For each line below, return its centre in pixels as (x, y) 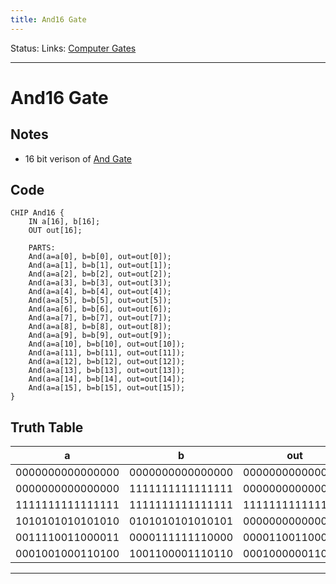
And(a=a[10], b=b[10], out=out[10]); (107, 344)
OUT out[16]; (55, 231)
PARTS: (42, 248)
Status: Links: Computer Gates (73, 48)
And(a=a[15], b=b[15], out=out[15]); (107, 388)
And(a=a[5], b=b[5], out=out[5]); (100, 301)
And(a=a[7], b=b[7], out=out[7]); (100, 318)
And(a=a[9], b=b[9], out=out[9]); (100, 336)
